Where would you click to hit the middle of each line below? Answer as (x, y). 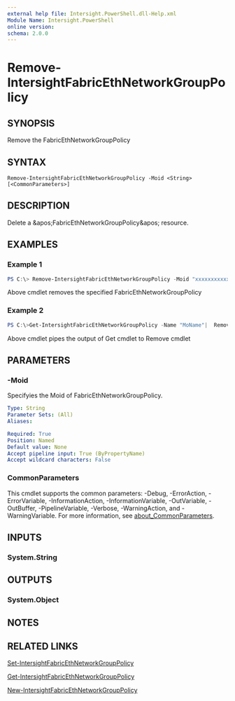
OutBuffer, (22, 508)
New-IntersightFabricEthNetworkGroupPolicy (72, 691)
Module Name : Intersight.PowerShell (60, 20)
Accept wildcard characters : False (59, 460)
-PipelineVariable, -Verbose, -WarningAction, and (109, 508)
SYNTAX (27, 162)
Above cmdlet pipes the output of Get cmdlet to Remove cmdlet (99, 338)
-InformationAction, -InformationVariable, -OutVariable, (128, 500)
